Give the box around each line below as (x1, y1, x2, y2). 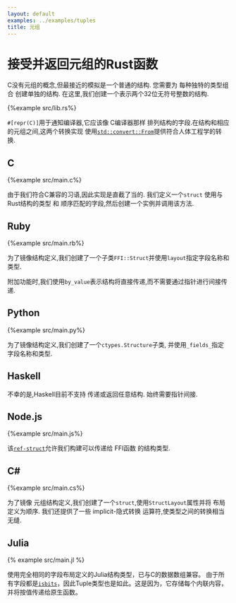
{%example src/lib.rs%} (7, 104, 77, 112)
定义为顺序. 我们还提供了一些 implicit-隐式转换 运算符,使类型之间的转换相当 (7, 507, 225, 516)
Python (7, 307, 40, 319)
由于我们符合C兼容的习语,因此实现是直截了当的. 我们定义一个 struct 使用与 (7, 190, 223, 199)
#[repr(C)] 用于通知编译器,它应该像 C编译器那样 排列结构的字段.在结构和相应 (7, 118, 230, 127)
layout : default (7, 10, 55, 18)
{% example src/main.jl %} (7, 556, 85, 564)
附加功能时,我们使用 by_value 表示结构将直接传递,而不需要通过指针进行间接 (7, 277, 222, 286)
